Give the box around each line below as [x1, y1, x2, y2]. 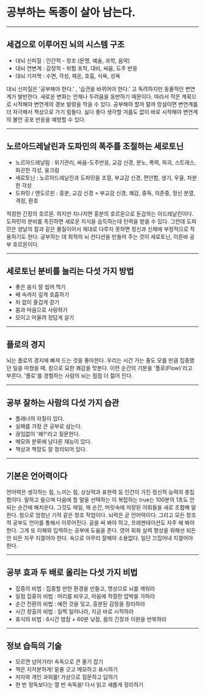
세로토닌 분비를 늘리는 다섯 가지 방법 [6, 266, 134, 276]
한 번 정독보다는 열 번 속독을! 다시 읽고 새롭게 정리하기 [15, 681, 144, 688]
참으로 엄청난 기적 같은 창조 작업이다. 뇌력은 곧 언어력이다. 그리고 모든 [19, 511, 185, 518]
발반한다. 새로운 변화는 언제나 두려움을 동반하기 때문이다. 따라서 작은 [17, 92, 181, 100]
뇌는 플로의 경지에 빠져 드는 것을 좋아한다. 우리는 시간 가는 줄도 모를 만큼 [6, 356, 179, 364]
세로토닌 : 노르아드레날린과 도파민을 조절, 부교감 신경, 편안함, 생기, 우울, [15, 174, 186, 181]
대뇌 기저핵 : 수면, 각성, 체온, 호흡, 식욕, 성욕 [15, 72, 121, 80]
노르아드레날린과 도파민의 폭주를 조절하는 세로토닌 [6, 141, 184, 152]
